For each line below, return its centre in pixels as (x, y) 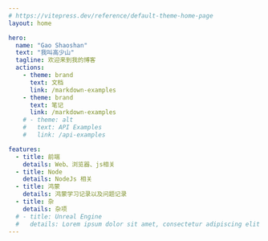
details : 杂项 (45, 209)
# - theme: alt (48, 120)
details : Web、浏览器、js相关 (69, 164)
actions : (30, 68)
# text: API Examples (63, 128)
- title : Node (39, 172)
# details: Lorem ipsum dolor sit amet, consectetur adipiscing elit (138, 224)
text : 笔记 (47, 105)
